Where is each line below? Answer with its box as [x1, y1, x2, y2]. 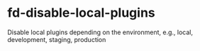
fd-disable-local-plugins [7, 5, 155, 21]
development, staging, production [7, 35, 106, 43]
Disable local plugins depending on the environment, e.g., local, [7, 28, 194, 36]
